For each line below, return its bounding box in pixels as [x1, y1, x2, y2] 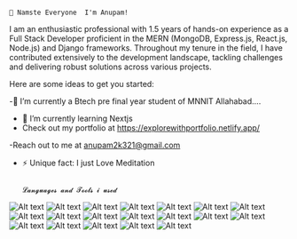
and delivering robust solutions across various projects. [9, 61, 213, 72]
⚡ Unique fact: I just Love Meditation [21, 157, 155, 168]
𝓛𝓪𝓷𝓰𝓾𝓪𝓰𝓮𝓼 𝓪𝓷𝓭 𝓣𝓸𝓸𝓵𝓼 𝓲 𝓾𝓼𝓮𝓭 [21, 186, 118, 195]
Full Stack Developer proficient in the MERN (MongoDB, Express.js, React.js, [9, 33, 288, 44]
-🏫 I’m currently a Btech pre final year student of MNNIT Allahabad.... [9, 96, 262, 107]
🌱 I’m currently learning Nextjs [21, 113, 133, 123]
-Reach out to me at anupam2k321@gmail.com [9, 139, 181, 150]
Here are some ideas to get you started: [9, 79, 155, 89]
